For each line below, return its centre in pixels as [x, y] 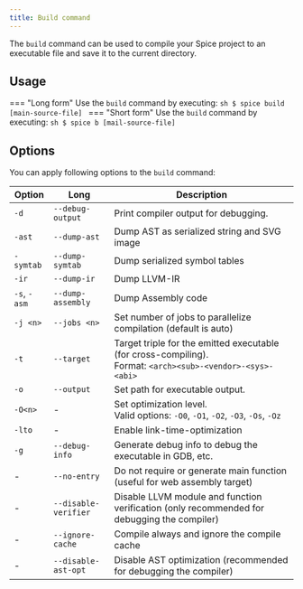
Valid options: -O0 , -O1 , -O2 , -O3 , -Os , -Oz [197, 416]
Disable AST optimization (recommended [201, 560]
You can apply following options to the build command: [113, 173]
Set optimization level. [161, 405]
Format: [130, 366]
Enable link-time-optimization [178, 430]
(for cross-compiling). [161, 355]
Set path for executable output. [180, 389]
